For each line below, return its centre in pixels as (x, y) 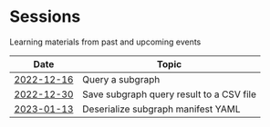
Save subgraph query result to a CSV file (169, 94)
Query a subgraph (121, 79)
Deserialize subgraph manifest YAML (161, 109)
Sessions (45, 17)
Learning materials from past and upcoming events (105, 42)
